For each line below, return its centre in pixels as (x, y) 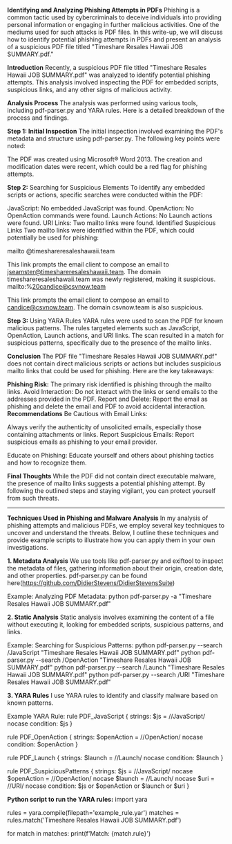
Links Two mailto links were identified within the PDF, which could (101, 230)
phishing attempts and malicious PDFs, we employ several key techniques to (116, 525)
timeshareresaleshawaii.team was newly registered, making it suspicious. (112, 279)
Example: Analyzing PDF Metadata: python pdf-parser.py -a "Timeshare (109, 596)
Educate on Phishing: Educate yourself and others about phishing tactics (110, 455)
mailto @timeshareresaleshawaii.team (61, 251)
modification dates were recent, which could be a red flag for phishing (107, 167)
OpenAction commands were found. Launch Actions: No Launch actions (110, 215)
